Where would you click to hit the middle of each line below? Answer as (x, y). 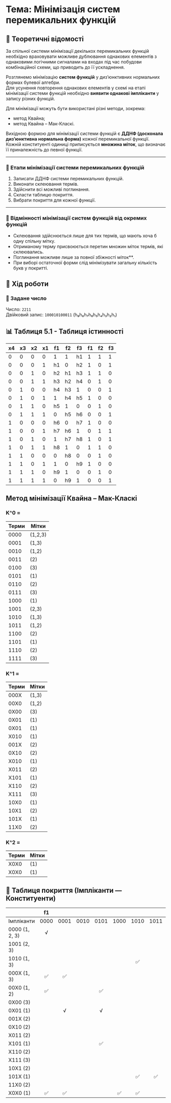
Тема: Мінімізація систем (63, 9)
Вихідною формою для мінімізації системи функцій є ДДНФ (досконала (84, 133)
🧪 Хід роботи (27, 283)
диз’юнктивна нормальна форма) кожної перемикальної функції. (78, 139)
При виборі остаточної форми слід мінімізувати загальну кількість (85, 262)
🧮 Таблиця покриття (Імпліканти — (64, 890)
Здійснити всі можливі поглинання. (52, 189)
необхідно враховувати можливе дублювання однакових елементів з (81, 56)
